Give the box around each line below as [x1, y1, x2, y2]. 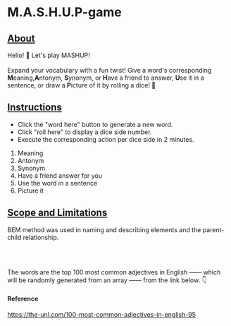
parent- [202, 225, 225, 234]
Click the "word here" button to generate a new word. [17, 120, 173, 128]
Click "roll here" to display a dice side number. [17, 128, 152, 136]
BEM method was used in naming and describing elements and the [7, 225, 201, 234]
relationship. [23, 233, 59, 241]
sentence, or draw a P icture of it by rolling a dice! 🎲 [7, 81, 156, 89]
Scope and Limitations [7, 207, 108, 219]
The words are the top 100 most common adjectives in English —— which [7, 267, 221, 276]
